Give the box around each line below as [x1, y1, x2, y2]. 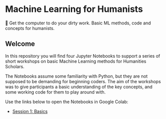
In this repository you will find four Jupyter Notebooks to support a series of [5, 53, 160, 59]
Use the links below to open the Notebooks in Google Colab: [5, 99, 128, 105]
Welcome [5, 40, 35, 48]
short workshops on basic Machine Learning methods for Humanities [5, 58, 147, 64]
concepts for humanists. [5, 25, 55, 31]
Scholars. [5, 63, 25, 69]
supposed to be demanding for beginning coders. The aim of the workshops [5, 78, 161, 84]
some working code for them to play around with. [5, 89, 106, 95]
